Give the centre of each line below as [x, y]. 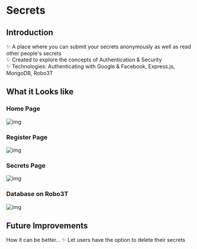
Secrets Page [26, 166]
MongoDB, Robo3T [30, 73]
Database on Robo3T [37, 194]
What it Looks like [40, 92]
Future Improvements [47, 225]
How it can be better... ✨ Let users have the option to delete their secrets [96, 240]
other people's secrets [34, 53]
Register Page [27, 137]
